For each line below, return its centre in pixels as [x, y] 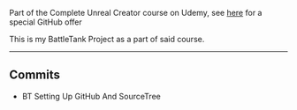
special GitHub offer [46, 22]
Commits [34, 75]
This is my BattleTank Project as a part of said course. [107, 39]
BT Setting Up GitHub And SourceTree [91, 96]
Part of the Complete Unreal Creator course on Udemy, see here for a [136, 13]
